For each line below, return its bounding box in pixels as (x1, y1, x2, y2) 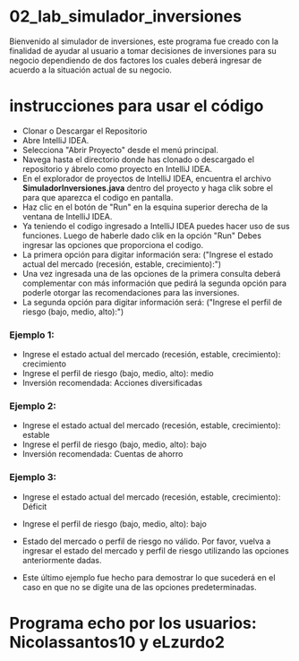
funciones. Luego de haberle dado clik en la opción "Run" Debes (21, 230, 262, 241)
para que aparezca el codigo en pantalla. (21, 192, 174, 202)
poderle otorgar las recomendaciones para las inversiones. (21, 287, 240, 297)
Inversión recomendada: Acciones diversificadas (21, 378, 203, 389)
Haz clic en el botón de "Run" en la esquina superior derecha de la (21, 202, 269, 212)
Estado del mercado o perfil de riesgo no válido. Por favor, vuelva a (21, 536, 271, 546)
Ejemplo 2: (9, 400, 56, 413)
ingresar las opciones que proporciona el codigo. (21, 239, 204, 250)
